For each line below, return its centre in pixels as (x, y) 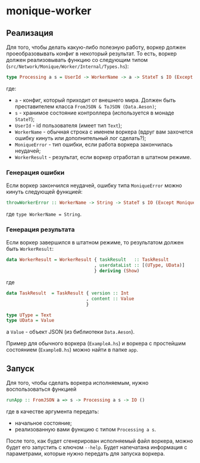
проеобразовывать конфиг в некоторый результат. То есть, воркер (92, 54)
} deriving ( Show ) (117, 271)
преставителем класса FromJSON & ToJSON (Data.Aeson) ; (85, 106)
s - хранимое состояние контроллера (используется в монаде (94, 113)
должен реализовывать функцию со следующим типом (77, 60)
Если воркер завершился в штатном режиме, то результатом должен (95, 243)
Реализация (30, 33)
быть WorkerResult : (30, 249)
